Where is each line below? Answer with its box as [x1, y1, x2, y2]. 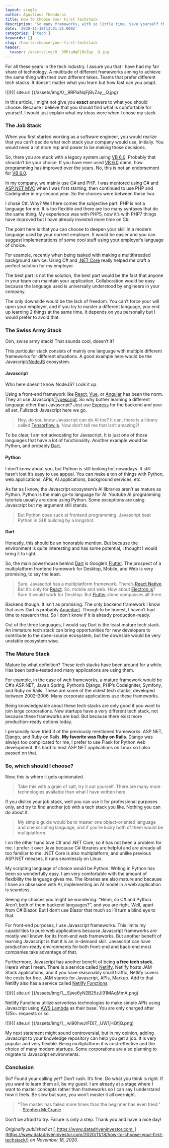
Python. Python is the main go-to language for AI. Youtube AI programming [5, 491, 161, 497]
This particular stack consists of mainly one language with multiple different [5, 348, 162, 354]
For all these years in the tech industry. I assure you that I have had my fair [5, 63, 159, 69]
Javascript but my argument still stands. [5, 502, 89, 508]
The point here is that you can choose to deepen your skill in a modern [5, 226, 152, 232]
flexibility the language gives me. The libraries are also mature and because [5, 876, 162, 882]
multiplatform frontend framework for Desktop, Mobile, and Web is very [5, 565, 153, 571]
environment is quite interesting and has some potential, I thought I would [5, 545, 157, 551]
